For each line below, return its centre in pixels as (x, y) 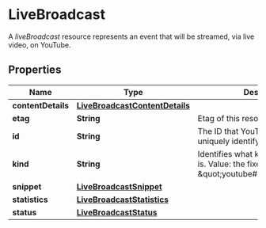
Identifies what (225, 154)
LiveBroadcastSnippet (119, 186)
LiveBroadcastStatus (117, 212)
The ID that (218, 131)
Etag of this (218, 118)
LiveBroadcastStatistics (122, 199)
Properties (35, 70)
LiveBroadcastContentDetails (133, 105)
